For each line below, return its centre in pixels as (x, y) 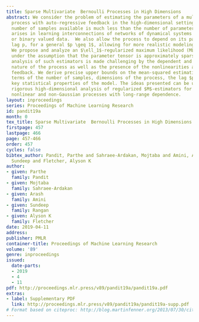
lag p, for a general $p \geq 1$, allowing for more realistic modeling (103, 45)
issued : (16, 260)
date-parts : (26, 266)
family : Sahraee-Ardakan (42, 188)
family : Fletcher (33, 222)
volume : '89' (22, 249)
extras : (16, 293)
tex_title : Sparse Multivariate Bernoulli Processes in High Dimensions (99, 122)
